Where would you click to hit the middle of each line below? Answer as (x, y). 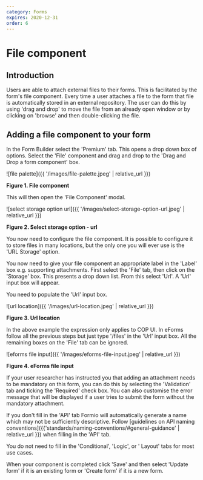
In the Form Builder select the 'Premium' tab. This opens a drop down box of (101, 150)
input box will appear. (33, 283)
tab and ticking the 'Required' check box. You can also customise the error (99, 390)
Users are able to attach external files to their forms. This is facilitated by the (102, 90)
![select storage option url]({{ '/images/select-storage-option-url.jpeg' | (95, 209)
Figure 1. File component (38, 186)
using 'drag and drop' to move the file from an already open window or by (98, 109)
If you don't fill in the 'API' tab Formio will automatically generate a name (96, 415)
